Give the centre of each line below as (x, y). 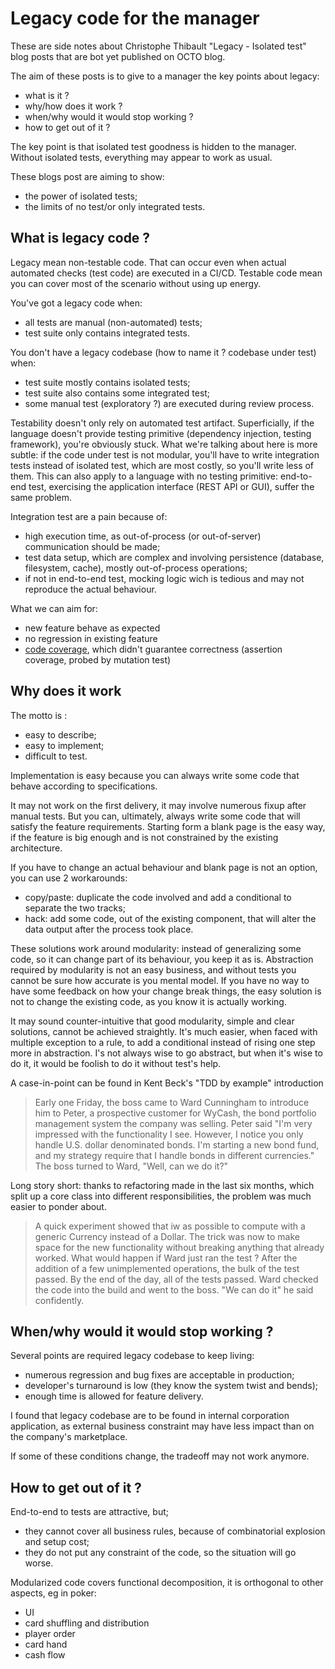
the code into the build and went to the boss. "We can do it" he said (174, 1289)
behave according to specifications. (84, 786)
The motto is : (39, 715)
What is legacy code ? (80, 238)
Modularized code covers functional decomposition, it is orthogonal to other (167, 1583)
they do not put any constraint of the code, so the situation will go (160, 1553)
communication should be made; (92, 546)
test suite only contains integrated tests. (107, 333)
